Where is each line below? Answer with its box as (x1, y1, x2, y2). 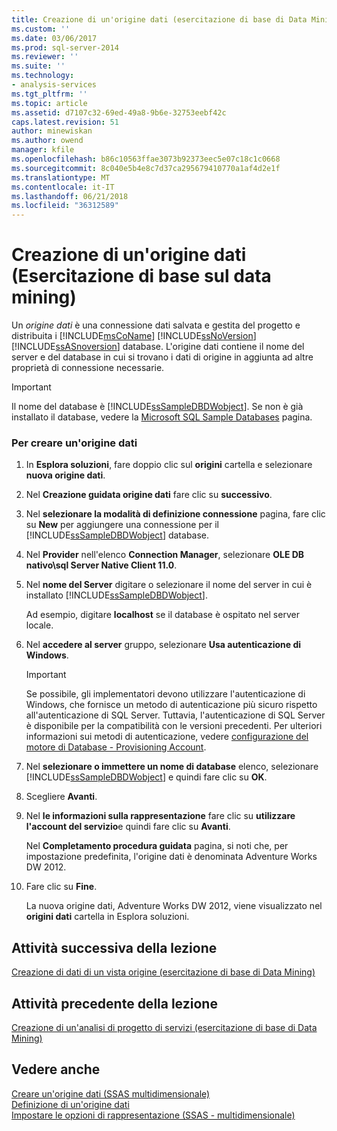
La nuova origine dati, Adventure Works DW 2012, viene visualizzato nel (25, 900, 323, 912)
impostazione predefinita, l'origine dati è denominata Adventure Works (25, 851, 318, 863)
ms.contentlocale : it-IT (11, 182, 115, 192)
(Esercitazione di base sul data (11, 265, 272, 288)
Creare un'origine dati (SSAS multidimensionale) (11, 1087, 211, 1100)
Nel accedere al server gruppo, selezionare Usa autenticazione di (25, 639, 302, 651)
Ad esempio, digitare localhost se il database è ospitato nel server (25, 609, 300, 621)
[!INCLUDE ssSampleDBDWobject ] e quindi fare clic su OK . (25, 771, 268, 783)
